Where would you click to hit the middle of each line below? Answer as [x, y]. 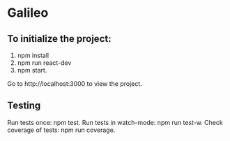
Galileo [28, 13]
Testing [24, 106]
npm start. [32, 70]
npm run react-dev [44, 63]
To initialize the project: [59, 39]
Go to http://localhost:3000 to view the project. [75, 84]
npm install [33, 55]
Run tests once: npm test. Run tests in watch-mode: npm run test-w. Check [115, 122]
